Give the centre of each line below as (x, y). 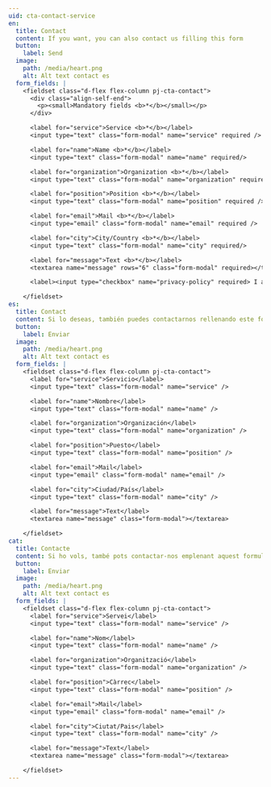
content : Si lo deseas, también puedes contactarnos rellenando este (135, 319)
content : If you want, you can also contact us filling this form (129, 38)
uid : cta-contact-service (52, 16)
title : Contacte (43, 548)
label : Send (43, 53)
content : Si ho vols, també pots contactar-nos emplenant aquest (128, 556)
